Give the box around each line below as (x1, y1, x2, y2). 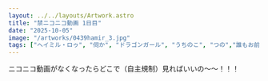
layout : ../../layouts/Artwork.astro (8, 11, 134, 20)
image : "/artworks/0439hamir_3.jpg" (8, 33, 130, 42)
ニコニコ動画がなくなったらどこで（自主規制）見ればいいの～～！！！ (8, 64, 240, 74)
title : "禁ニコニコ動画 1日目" (8, 19, 102, 27)
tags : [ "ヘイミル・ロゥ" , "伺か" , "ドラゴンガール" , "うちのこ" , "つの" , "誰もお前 (8, 41, 260, 49)
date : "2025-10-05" (8, 26, 74, 34)
